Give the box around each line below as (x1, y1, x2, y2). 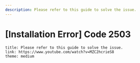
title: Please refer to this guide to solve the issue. (5, 45, 123, 50)
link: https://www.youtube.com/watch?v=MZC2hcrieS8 (5, 49, 114, 55)
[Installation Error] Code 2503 (5, 28, 131, 40)
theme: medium (5, 54, 35, 59)
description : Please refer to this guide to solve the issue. (5, 7, 137, 12)
